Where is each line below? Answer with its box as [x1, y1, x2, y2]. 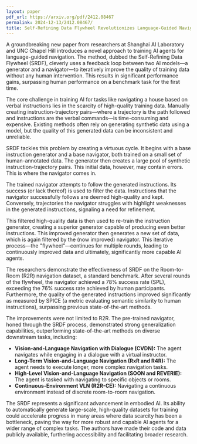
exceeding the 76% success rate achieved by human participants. [6, 285, 166, 292]
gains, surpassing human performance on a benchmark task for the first [6, 79, 181, 86]
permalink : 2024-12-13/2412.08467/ [6, 19, 93, 25]
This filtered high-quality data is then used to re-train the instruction [6, 218, 171, 225]
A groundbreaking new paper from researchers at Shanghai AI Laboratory [6, 41, 185, 48]
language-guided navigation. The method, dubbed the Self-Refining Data [6, 53, 183, 60]
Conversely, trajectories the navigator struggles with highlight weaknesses [6, 200, 186, 207]
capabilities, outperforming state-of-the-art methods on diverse [6, 327, 160, 334]
